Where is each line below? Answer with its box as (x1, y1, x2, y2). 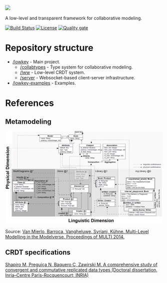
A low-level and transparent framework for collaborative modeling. (5, 15, 142, 21)
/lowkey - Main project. (12, 58, 60, 64)
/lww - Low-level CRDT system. (19, 69, 85, 75)
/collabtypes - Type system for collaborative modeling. (19, 64, 133, 70)
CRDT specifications (5, 248, 71, 257)
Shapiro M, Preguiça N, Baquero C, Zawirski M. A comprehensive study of (5, 262, 157, 268)
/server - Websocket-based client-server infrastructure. (19, 74, 135, 80)
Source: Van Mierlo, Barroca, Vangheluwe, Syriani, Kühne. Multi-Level (5, 228, 149, 234)
